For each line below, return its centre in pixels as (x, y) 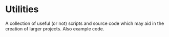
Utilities (22, 9)
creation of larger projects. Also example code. (55, 28)
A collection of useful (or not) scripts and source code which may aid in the (85, 23)
